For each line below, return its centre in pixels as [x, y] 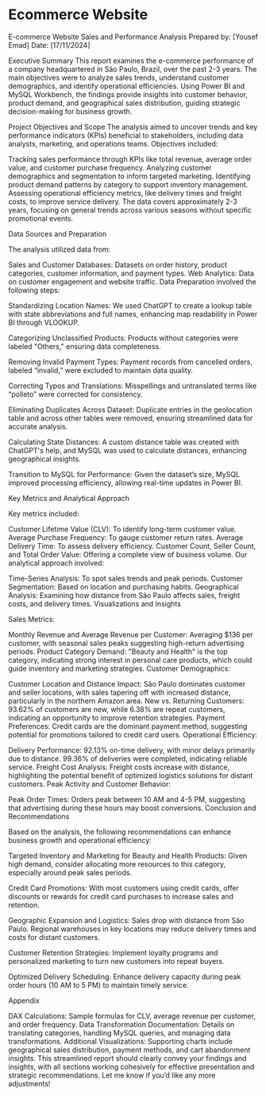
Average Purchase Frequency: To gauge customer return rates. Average [126, 537]
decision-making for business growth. [70, 111]
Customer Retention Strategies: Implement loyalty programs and [113, 953]
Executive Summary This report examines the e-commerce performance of [131, 61]
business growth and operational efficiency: [80, 840]
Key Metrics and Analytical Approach [69, 498]
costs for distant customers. [54, 937]
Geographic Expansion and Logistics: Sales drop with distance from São [126, 920]
